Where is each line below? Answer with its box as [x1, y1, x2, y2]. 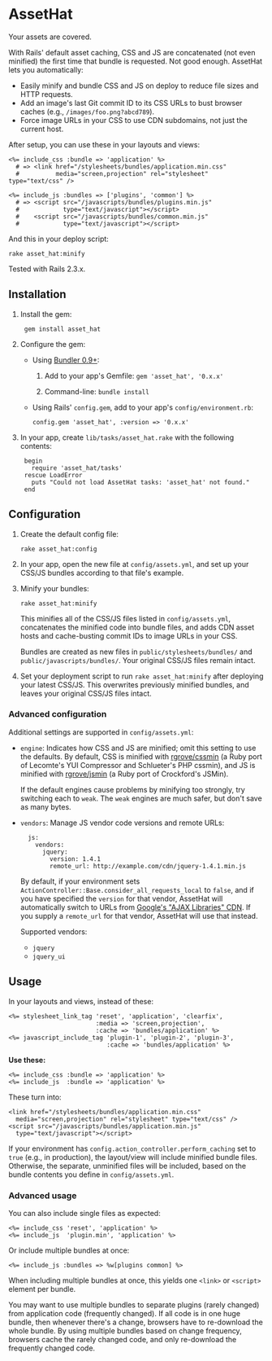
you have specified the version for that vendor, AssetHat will [19, 893, 223, 903]
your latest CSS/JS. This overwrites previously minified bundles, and [19, 679, 249, 689]
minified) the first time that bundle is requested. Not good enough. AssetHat [8, 56, 262, 66]
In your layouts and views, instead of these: [8, 996, 154, 1006]
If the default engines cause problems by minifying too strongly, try [19, 784, 245, 794]
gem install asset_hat [24, 325, 101, 333]
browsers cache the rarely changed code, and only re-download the [8, 1334, 237, 1344]
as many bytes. [19, 801, 71, 811]
